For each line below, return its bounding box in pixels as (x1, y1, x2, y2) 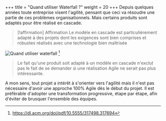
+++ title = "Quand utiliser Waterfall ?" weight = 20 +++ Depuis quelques (5, 4, 154, 10)
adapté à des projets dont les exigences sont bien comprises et (17, 35, 147, 40)
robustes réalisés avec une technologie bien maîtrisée (17, 40, 127, 46)
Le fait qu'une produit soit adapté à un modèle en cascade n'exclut (17, 60, 154, 66)
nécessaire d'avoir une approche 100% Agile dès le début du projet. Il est (5, 85, 155, 91)
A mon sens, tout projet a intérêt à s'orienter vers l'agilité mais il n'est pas (5, 80, 155, 86)
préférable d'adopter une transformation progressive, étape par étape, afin (5, 90, 158, 96)
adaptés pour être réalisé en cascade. (5, 20, 83, 26)
